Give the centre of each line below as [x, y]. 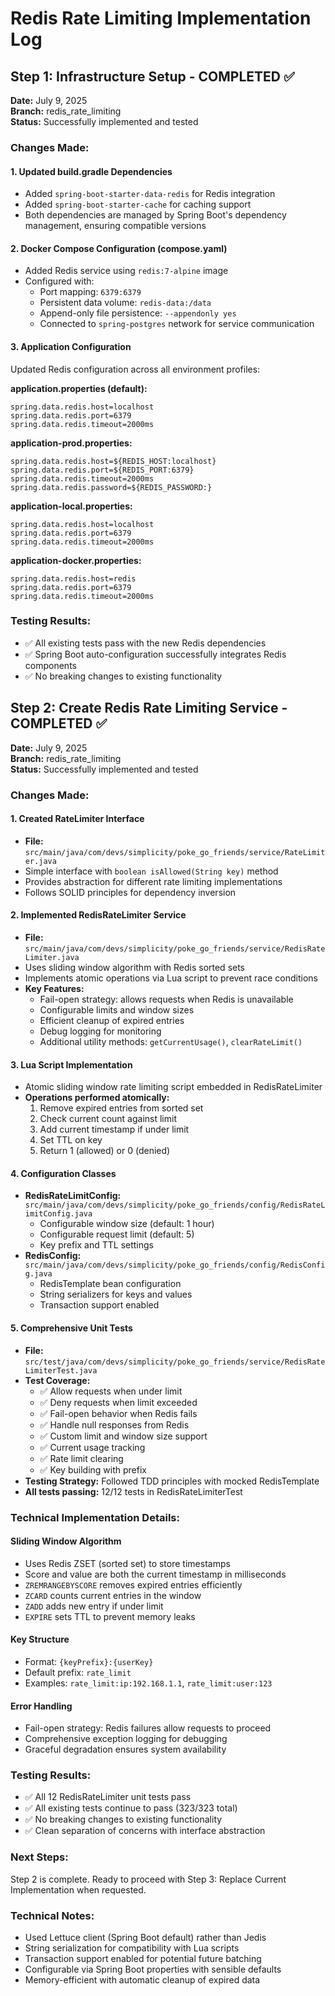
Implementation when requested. [78, 1889]
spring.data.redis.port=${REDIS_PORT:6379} [102, 470]
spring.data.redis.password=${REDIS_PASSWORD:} [111, 487]
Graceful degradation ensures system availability [125, 1749]
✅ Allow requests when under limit [111, 1391]
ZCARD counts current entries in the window [113, 1595]
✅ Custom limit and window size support [123, 1436]
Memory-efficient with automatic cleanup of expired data [142, 1980]
